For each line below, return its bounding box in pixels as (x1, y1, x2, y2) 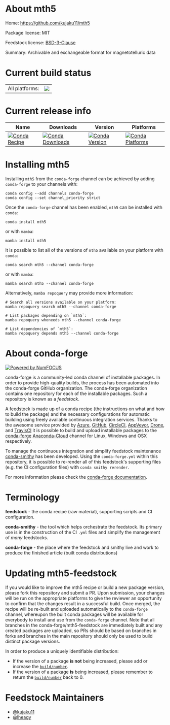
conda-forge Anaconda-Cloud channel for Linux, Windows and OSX (5, 433, 147, 439)
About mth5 (5, 3, 57, 15)
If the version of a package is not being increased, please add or (12, 658, 148, 664)
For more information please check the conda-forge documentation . (5, 474, 148, 480)
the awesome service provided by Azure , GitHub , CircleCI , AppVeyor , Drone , (5, 422, 165, 428)
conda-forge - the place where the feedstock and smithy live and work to (5, 544, 159, 550)
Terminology (5, 491, 60, 503)
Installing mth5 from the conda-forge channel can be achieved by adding (5, 176, 155, 182)
